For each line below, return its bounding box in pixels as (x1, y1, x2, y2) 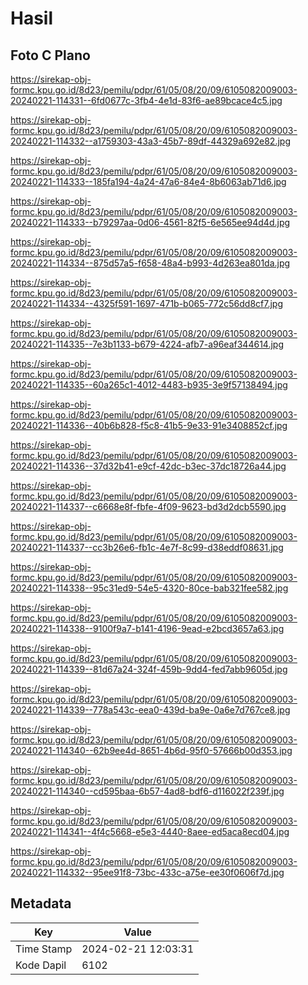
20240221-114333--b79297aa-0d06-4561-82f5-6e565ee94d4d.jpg (10, 217, 291, 228)
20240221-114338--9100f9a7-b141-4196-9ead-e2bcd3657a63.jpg (10, 623, 285, 634)
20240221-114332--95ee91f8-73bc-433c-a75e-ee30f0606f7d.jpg (10, 867, 285, 878)
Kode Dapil (15, 958, 67, 972)
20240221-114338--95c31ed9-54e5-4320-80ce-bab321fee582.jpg (10, 582, 289, 594)
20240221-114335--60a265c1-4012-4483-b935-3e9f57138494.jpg (10, 379, 288, 391)
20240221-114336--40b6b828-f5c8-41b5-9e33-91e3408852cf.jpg (10, 420, 288, 431)
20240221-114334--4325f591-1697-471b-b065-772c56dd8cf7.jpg (10, 298, 283, 309)
